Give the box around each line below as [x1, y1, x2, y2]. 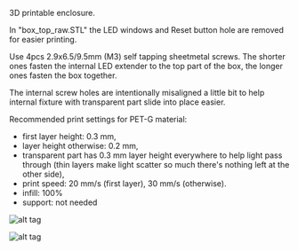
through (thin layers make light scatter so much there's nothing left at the [21, 160, 290, 169]
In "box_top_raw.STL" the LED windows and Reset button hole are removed [9, 25, 285, 35]
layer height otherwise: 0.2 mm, [21, 141, 139, 151]
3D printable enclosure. [9, 8, 96, 18]
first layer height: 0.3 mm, [21, 131, 117, 141]
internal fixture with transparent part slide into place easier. [9, 97, 226, 107]
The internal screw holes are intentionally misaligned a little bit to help [9, 88, 265, 98]
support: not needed [21, 197, 98, 208]
